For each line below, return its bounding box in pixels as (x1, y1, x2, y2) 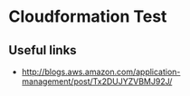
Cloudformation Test (8, 6, 167, 27)
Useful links (8, 43, 78, 58)
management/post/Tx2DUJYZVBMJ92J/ (21, 76, 173, 87)
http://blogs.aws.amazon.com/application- (21, 66, 181, 77)
